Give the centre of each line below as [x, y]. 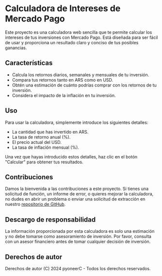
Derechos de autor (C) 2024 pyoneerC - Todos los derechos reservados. [78, 268]
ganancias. [16, 48]
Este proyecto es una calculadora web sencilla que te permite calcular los [79, 32]
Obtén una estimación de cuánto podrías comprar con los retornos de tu [84, 85]
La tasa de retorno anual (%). [41, 137]
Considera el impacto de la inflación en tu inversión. [64, 95]
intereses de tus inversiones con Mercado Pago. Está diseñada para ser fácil [81, 37]
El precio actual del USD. [37, 142]
